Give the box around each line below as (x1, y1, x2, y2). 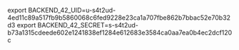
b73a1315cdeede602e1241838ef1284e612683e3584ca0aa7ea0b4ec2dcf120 (7, 28, 233, 37)
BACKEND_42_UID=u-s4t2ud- (28, 6, 116, 14)
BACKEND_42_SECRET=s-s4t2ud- (37, 21, 139, 29)
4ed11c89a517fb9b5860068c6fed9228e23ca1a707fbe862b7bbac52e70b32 (7, 13, 230, 22)
